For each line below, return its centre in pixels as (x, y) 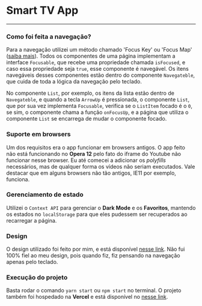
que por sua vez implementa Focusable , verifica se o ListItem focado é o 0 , (99, 106)
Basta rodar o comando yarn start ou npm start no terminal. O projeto (94, 290)
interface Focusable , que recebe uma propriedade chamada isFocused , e (96, 62)
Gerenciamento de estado (45, 194)
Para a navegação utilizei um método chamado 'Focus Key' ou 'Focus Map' (99, 50)
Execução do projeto (37, 278)
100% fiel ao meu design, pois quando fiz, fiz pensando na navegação (93, 256)
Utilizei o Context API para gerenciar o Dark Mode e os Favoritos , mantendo (101, 208)
